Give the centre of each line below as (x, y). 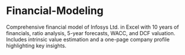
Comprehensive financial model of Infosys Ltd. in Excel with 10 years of (92, 27)
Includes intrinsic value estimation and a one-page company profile (88, 39)
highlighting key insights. (36, 46)
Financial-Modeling (55, 11)
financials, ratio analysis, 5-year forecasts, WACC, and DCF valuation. (91, 33)
